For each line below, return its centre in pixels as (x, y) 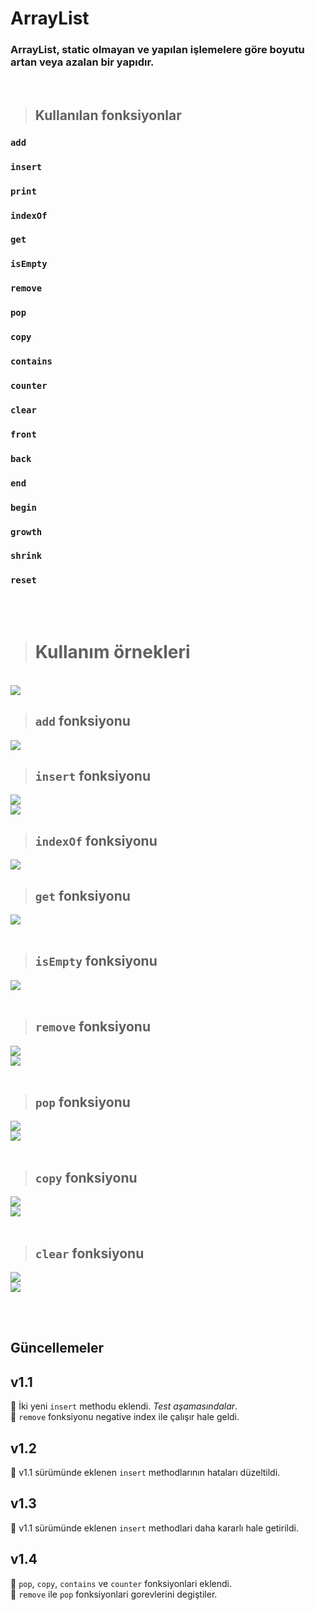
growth (26, 531)
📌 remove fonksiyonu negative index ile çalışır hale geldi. (125, 1417)
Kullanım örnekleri (112, 651)
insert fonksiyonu (93, 775)
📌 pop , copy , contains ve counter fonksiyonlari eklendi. (121, 1583)
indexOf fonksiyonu (96, 840)
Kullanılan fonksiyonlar (108, 115)
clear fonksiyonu (89, 1253)
